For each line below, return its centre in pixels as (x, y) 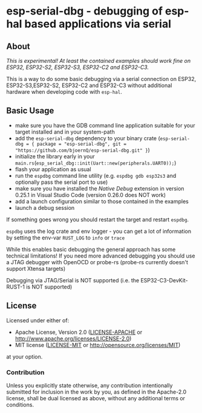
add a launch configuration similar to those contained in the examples (102, 201)
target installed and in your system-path (65, 132)
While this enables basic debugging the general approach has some (91, 249)
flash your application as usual (53, 169)
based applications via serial (97, 24)
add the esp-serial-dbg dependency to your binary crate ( (87, 138)
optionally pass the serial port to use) (61, 182)
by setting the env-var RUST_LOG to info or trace (66, 238)
